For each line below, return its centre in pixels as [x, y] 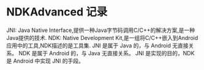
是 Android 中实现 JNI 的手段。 [45, 61]
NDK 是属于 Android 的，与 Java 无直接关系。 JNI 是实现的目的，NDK [106, 53]
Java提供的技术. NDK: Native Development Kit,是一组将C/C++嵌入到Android [102, 37]
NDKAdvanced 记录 [57, 12]
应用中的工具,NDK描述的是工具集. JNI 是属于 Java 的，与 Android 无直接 [97, 45]
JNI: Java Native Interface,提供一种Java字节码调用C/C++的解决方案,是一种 [101, 30]
